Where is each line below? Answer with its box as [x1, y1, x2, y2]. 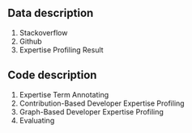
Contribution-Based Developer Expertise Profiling [19, 98, 185, 108]
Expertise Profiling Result [19, 44, 104, 55]
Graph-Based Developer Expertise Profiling [19, 106, 164, 116]
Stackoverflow [19, 27, 68, 37]
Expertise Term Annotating [19, 89, 109, 99]
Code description [7, 69, 97, 82]
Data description [7, 6, 94, 20]
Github [19, 36, 42, 46]
